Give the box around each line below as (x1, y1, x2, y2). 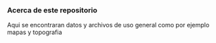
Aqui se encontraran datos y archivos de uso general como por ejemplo (7, 21, 210, 29)
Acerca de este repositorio (7, 5, 97, 15)
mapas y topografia (7, 28, 62, 36)
